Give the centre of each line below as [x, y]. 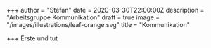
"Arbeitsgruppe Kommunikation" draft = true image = [83, 17]
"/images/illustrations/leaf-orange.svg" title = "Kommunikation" [98, 25]
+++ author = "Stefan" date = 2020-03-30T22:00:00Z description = [105, 10]
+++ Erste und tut [32, 38]
